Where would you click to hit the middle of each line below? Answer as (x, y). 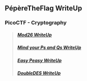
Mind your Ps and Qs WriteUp (49, 48)
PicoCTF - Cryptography (36, 23)
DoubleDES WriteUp (39, 73)
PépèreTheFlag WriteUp (43, 8)
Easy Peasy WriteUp (39, 60)
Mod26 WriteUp (34, 34)
